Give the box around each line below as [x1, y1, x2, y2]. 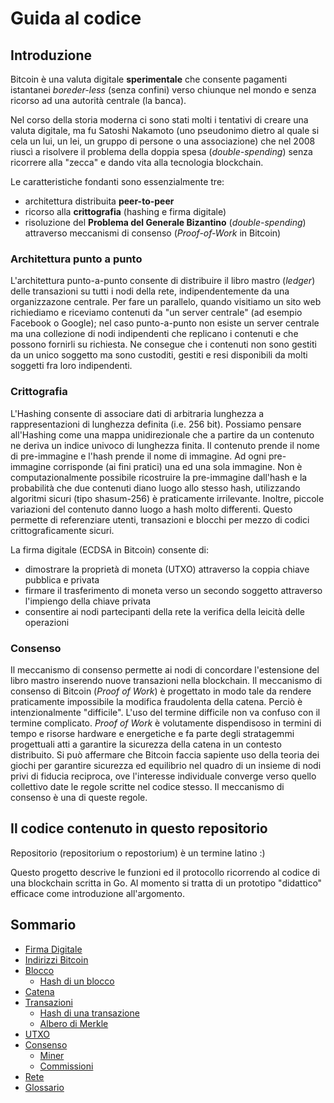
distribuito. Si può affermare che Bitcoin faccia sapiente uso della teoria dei [10, 748, 320, 761]
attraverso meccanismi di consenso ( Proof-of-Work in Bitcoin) [24, 227, 282, 239]
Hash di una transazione [39, 1007, 140, 1019]
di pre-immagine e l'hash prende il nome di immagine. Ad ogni [10, 450, 267, 462]
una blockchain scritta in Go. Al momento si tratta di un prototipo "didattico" [10, 877, 323, 889]
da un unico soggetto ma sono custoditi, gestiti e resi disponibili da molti [10, 349, 308, 361]
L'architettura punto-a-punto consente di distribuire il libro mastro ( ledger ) [10, 275, 316, 287]
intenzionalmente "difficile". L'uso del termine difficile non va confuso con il [10, 706, 321, 718]
